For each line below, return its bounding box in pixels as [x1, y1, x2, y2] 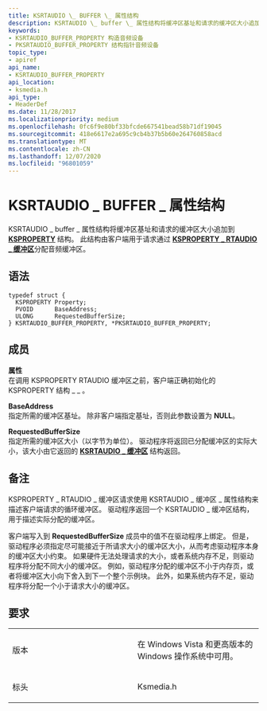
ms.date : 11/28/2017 [8, 108, 77, 116]
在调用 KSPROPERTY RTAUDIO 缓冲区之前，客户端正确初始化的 [8, 375, 216, 385]
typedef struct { [8, 291, 66, 299]
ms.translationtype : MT [8, 137, 87, 146]
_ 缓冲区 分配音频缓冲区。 [8, 244, 90, 254]
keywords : [8, 26, 41, 34]
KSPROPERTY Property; [15, 298, 87, 307]
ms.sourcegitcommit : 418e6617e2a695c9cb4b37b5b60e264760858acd [8, 130, 222, 138]
